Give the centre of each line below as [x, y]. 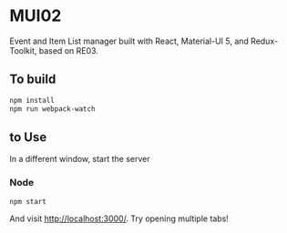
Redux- [264, 41]
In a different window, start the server [80, 159]
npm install [32, 100]
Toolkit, [23, 50]
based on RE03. [68, 50]
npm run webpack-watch [52, 109]
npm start [28, 201]
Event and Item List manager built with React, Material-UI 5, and [129, 41]
